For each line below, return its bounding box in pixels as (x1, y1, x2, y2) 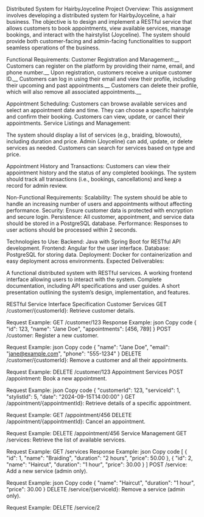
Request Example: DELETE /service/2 (6, 504, 100, 511)
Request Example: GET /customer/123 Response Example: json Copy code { (6, 319, 197, 326)
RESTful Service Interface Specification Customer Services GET (6, 301, 167, 307)
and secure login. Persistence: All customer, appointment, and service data (6, 213, 195, 220)
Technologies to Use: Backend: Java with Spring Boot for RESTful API (6, 238, 181, 245)
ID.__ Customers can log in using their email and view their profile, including (6, 76, 196, 82)
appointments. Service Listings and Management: (6, 119, 131, 127)
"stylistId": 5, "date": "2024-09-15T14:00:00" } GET (6, 393, 136, 400)
